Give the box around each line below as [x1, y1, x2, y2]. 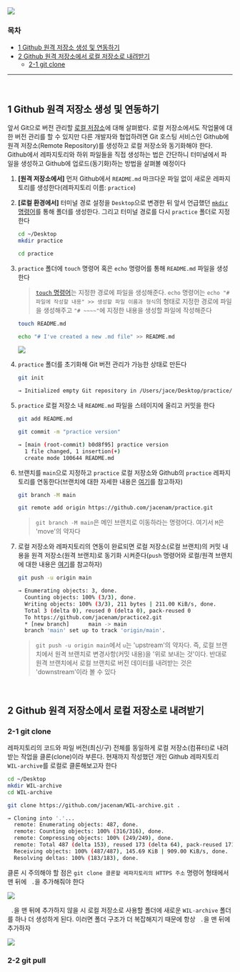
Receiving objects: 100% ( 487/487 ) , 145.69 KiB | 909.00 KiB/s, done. [14, 848, 229, 855]
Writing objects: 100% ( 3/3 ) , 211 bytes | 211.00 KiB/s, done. [24, 600, 216, 608]
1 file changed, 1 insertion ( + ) [24, 448, 121, 455]
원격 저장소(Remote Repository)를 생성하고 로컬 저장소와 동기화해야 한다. [7, 141, 213, 150]
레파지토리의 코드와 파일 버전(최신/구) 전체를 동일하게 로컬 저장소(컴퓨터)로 [7, 743, 216, 752]
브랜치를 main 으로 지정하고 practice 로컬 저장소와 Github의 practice [17, 468, 212, 477]
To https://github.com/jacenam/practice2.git [24, 613, 162, 621]
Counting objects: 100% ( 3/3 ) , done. [24, 594, 137, 601]
